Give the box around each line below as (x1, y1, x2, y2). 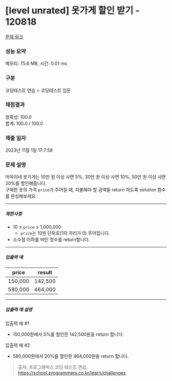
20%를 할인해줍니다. (5, 180, 47, 187)
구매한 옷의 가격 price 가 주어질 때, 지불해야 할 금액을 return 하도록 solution (5, 187, 157, 193)
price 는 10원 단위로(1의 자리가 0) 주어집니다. (20, 230, 110, 237)
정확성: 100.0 (5, 114, 32, 120)
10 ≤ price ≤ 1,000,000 (12, 224, 61, 230)
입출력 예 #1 (5, 320, 29, 326)
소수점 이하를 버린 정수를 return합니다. (12, 237, 90, 243)
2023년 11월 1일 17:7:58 (5, 147, 53, 153)
